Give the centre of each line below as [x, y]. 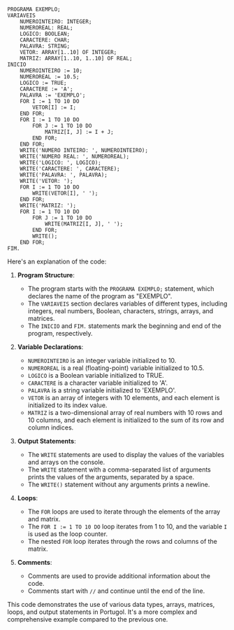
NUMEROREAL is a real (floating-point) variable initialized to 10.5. [116, 368]
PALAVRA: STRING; [45, 46]
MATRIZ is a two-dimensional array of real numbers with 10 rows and [125, 412]
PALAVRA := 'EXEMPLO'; [53, 95]
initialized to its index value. [67, 405]
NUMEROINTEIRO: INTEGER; [56, 22]
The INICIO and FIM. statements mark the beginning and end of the [124, 326]
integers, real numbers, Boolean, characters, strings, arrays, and [120, 311]
